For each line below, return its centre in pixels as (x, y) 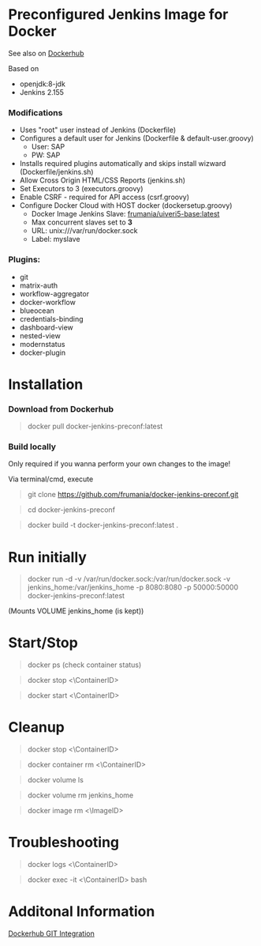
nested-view (40, 335)
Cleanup (37, 727)
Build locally (32, 447)
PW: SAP (46, 155)
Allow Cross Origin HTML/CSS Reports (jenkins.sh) (103, 180)
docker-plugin (42, 352)
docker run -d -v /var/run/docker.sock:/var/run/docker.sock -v (129, 579)
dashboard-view (46, 327)
